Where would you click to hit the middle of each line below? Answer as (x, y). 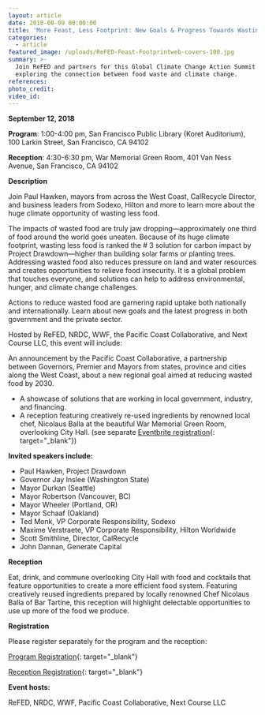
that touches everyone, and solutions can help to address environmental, (127, 279)
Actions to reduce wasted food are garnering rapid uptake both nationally (127, 303)
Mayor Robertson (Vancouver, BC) (75, 496)
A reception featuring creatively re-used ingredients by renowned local (135, 416)
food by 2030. (31, 384)
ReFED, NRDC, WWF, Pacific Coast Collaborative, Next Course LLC (117, 702)
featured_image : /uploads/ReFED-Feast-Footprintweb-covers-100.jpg (121, 52)
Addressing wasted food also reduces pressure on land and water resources (132, 262)
